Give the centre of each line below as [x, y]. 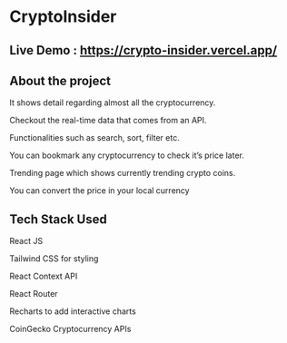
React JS [26, 241]
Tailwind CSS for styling [54, 259]
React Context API [44, 276]
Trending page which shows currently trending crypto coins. [123, 173]
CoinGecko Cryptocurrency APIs [70, 329]
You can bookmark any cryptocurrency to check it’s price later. [127, 155]
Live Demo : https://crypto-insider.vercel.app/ [143, 50]
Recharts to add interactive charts [73, 311]
